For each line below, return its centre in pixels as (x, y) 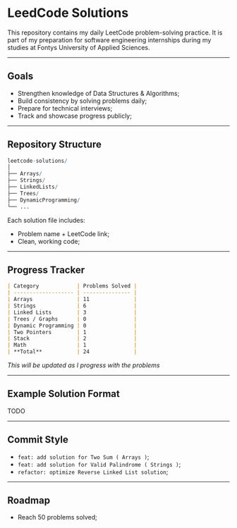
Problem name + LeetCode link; (63, 233)
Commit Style (38, 440)
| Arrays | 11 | (72, 300)
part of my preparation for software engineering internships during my (109, 39)
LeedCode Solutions (68, 13)
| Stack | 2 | (72, 339)
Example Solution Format (63, 394)
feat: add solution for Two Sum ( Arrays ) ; (83, 457)
